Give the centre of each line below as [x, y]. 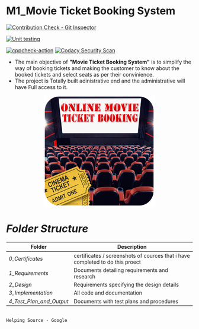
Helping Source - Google [37, 321]
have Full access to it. [41, 87]
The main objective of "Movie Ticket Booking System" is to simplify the [103, 62]
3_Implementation [31, 293]
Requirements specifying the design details [126, 285]
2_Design [20, 285]
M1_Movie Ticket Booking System [91, 11]
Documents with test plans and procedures [126, 301]
